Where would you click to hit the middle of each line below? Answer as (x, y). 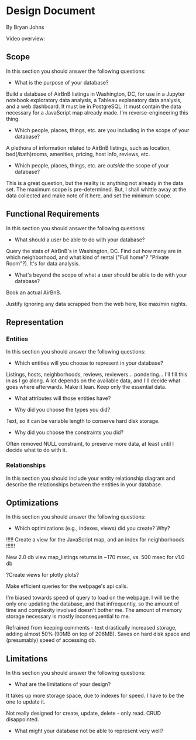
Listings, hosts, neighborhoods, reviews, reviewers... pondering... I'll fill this (97, 375)
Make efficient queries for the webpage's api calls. (67, 586)
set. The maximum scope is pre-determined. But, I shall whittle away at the (96, 189)
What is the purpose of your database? (61, 82)
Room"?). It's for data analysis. (43, 263)
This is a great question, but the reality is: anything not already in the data (95, 183)
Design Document (51, 11)
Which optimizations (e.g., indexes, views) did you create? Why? (92, 528)
